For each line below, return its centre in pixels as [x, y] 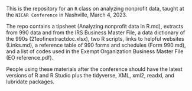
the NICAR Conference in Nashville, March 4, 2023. [67, 15]
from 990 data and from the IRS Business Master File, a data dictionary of [96, 32]
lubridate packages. [30, 82]
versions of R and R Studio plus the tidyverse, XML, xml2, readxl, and [90, 75]
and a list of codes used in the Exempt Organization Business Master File [95, 51]
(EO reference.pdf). [30, 58]
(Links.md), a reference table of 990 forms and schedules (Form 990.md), [96, 45]
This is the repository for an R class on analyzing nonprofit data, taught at [95, 9]
